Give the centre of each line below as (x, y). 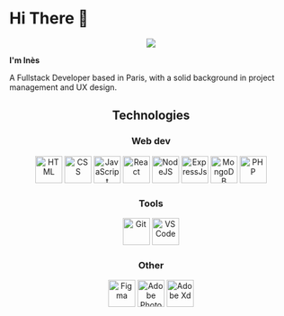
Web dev (151, 141)
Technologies (151, 116)
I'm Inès (25, 60)
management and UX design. (63, 87)
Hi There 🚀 (49, 18)
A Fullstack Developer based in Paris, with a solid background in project (142, 77)
